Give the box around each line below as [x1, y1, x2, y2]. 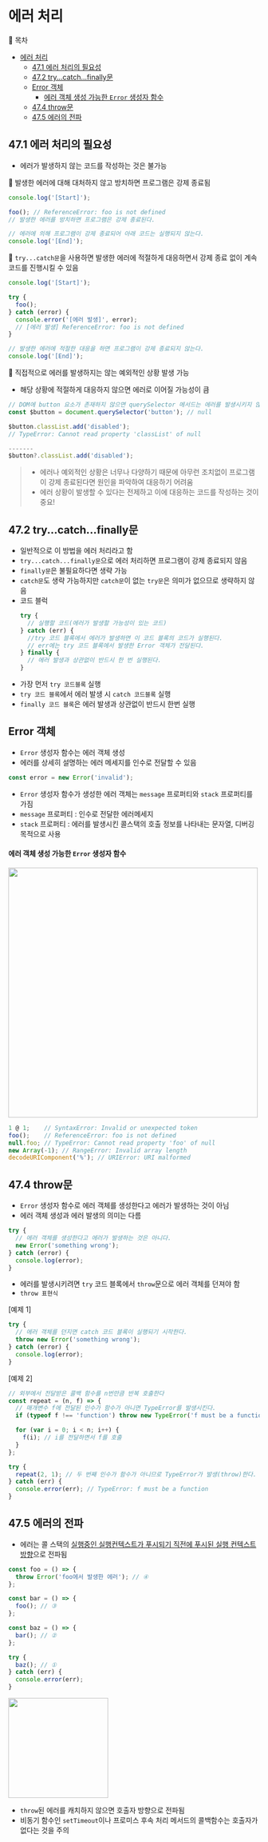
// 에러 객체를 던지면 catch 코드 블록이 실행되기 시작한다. [15, 1329, 187, 1337]
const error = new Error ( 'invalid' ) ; [8, 773, 134, 781]
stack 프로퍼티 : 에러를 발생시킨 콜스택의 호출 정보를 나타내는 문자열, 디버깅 [19, 819, 255, 829]
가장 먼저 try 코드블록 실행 [19, 679, 101, 689]
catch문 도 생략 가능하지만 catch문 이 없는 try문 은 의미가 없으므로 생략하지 [19, 576, 247, 585]
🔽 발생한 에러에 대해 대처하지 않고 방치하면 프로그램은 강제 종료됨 [8, 178, 211, 187]
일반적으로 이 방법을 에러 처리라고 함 [19, 545, 133, 556]
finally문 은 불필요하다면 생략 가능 [19, 565, 128, 576]
